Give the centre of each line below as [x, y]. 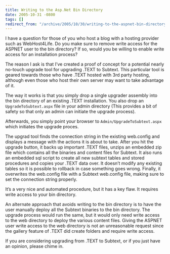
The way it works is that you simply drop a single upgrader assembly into [81, 95]
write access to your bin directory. [41, 194]
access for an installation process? [41, 55]
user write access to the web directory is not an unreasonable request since [84, 226]
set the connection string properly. [41, 179]
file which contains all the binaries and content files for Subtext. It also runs [84, 153]
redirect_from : [21, 24]
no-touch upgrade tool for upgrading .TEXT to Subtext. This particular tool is [85, 70]
